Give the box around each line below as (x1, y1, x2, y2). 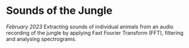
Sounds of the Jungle (6, 4, 113, 17)
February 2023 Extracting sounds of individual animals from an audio (6, 23, 174, 30)
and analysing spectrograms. (6, 35, 77, 42)
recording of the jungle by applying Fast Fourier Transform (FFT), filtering (6, 29, 184, 36)
